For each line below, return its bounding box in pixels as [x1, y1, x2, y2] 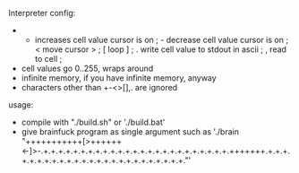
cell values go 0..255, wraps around [21, 63, 154, 74]
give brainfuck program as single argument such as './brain [21, 126, 239, 137]
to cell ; [34, 54, 63, 64]
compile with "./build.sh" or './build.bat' [21, 117, 166, 127]
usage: [8, 99, 34, 110]
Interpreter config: [8, 8, 76, 18]
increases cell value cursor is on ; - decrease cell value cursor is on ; [34, 35, 288, 45]
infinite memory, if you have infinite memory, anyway [21, 73, 217, 83]
